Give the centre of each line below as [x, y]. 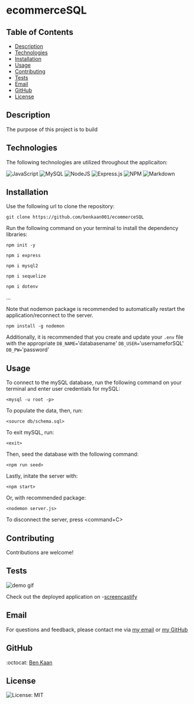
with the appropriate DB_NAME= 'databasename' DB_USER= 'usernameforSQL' [95, 343]
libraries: [17, 235]
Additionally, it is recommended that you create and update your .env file [95, 337]
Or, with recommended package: [46, 498]
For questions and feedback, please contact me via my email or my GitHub [97, 630]
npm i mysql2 [22, 266]
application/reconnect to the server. [50, 315]
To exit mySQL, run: [30, 433]
